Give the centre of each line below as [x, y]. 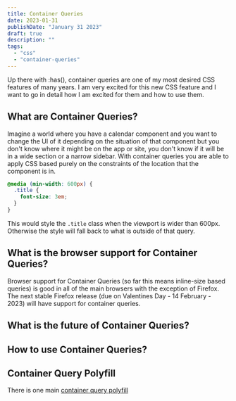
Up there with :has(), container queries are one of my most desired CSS [111, 79]
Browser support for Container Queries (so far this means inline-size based [116, 281]
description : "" [31, 40]
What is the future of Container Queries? [98, 325]
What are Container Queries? [73, 117]
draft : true [25, 33]
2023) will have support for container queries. [74, 303]
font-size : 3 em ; [44, 197]
